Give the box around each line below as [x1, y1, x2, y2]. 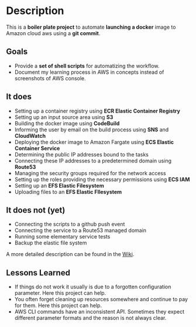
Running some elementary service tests [14, 233, 111, 240]
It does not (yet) [6, 205, 66, 215]
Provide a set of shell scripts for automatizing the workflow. [14, 62, 160, 69]
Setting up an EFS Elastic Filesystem [14, 182, 104, 189]
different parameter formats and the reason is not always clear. [14, 315, 167, 322]
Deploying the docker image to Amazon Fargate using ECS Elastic [14, 138, 174, 145]
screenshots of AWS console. [14, 74, 86, 81]
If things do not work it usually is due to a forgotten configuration [14, 283, 171, 291]
